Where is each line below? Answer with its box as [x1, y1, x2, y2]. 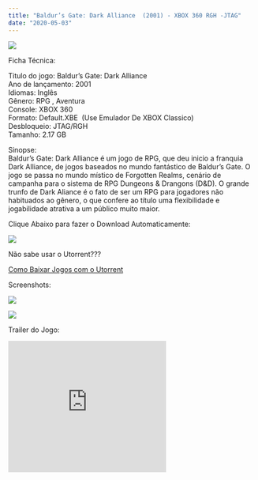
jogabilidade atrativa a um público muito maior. [8, 203, 160, 214]
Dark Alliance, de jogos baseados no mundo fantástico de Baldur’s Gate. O [8, 161, 251, 171]
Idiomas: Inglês [8, 88, 58, 97]
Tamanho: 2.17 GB [8, 130, 67, 139]
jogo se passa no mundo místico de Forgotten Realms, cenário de [8, 170, 222, 180]
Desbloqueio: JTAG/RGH [8, 121, 88, 130]
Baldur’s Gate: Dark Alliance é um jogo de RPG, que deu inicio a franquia [8, 153, 244, 163]
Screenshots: [8, 280, 51, 289]
